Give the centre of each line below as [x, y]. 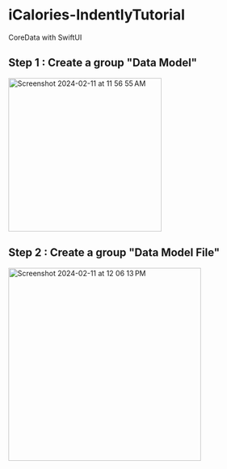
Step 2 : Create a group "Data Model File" [114, 253]
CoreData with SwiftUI [45, 37]
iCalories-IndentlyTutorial [97, 15]
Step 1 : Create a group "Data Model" [103, 63]
